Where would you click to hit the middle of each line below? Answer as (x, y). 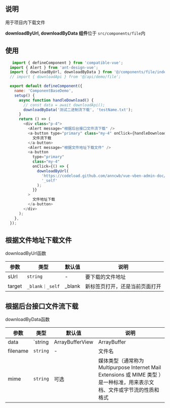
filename (18, 351)
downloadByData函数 (28, 319)
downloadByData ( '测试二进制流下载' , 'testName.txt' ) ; (78, 110)
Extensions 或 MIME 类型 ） (130, 375)
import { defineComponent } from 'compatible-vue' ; (68, 62)
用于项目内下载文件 (25, 22)
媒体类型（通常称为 (121, 361)
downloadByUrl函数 (26, 254)
